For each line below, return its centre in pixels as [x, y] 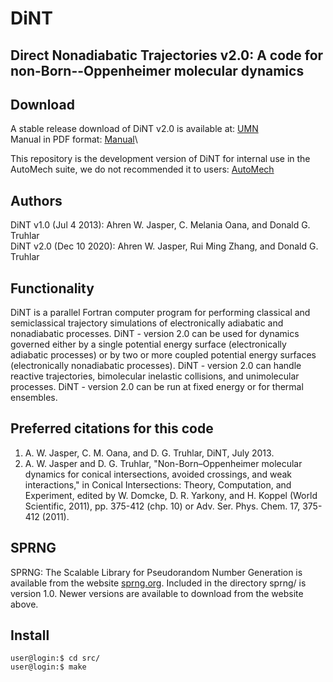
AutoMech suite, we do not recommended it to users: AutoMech [142, 169]
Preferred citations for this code [112, 428]
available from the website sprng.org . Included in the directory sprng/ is [158, 583]
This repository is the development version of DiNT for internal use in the [160, 159]
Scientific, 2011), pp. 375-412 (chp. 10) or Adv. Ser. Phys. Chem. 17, [162, 506]
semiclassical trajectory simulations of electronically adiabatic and [147, 323]
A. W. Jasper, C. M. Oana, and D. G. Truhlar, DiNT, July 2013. [149, 453]
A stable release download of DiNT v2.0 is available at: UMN [134, 129]
